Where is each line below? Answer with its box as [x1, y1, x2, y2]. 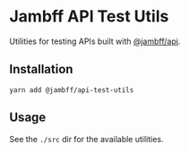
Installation [9, 62, 73, 77]
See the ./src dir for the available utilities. [9, 133, 164, 144]
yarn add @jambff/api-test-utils [9, 85, 134, 95]
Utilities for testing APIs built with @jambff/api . [9, 36, 181, 47]
